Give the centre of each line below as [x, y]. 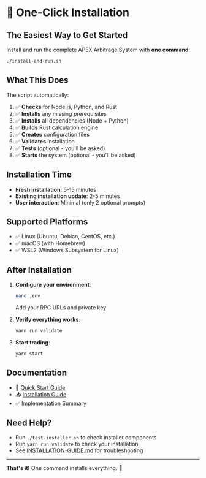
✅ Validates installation [45, 141]
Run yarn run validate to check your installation [77, 444]
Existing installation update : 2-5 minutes [67, 196]
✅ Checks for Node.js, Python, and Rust [66, 107]
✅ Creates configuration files [52, 134]
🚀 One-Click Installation [68, 13]
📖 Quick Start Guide [40, 387]
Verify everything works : [48, 319]
